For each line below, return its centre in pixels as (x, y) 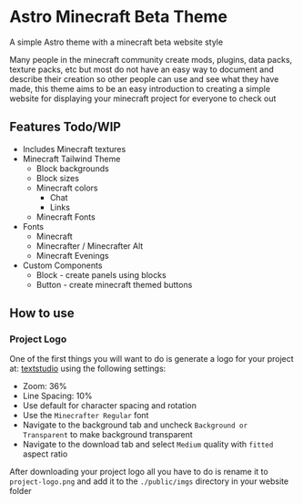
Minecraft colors (67, 188)
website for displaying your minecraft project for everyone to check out (143, 98)
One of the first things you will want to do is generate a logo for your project (151, 359)
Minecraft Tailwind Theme (71, 159)
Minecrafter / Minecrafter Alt (90, 246)
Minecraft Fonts (66, 217)
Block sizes (58, 178)
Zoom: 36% (45, 386)
